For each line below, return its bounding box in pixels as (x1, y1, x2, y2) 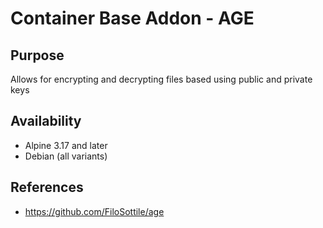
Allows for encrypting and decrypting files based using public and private (10, 73, 313, 85)
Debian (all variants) (24, 150, 108, 162)
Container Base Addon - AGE (10, 7, 255, 30)
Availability (10, 113, 82, 130)
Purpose (10, 47, 65, 64)
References (10, 179, 84, 196)
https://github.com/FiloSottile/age (24, 205, 165, 217)
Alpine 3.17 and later (24, 139, 108, 151)
